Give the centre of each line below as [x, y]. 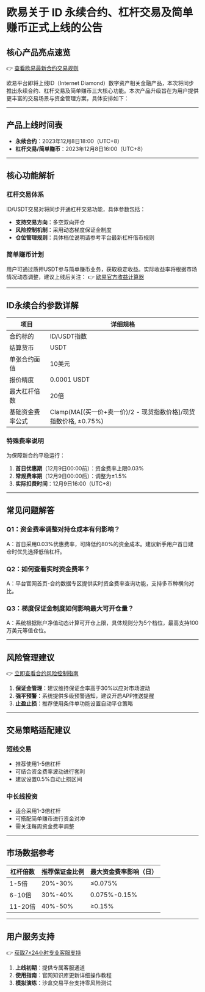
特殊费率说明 [25, 441]
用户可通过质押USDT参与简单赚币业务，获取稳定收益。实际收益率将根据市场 [102, 269]
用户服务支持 [31, 937]
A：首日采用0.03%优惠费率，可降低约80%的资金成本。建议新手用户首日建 [100, 544]
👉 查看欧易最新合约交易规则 [43, 68]
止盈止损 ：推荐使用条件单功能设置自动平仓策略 [74, 703]
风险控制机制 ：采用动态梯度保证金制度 [63, 229]
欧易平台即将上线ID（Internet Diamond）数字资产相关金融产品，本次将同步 [100, 83]
